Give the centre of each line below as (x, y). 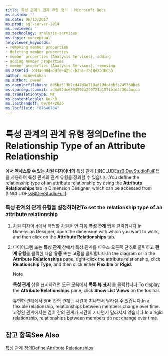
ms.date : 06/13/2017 (27, 19)
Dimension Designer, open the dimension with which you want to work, (86, 232)
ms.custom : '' (20, 15)
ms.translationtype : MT (30, 94)
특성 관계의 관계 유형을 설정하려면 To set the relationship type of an (84, 207)
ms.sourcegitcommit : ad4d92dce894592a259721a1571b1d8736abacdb (73, 89)
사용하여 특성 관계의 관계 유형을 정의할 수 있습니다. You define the (75, 177)
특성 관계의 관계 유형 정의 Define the (76, 135)
